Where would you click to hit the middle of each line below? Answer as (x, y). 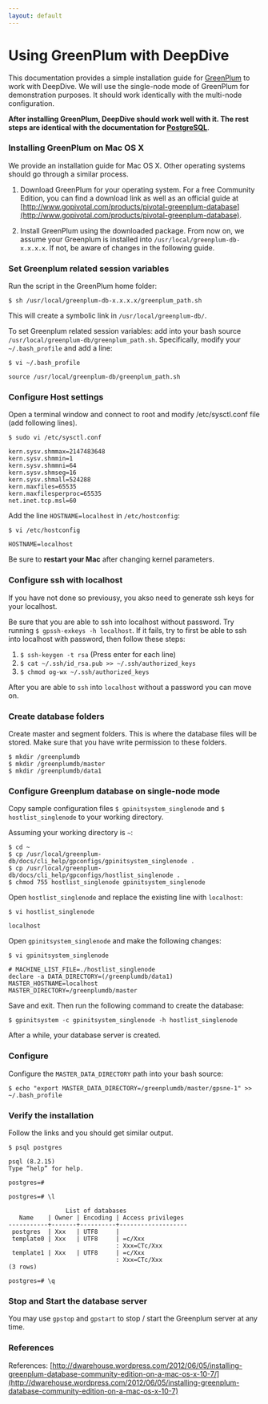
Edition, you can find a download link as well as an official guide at (129, 198)
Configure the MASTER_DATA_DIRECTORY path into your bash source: (116, 1073)
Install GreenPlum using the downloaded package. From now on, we (132, 230)
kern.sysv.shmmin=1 (41, 459)
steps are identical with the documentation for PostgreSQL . (109, 127)
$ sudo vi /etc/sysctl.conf (55, 438)
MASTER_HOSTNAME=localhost (53, 984)
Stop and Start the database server (78, 1301)
